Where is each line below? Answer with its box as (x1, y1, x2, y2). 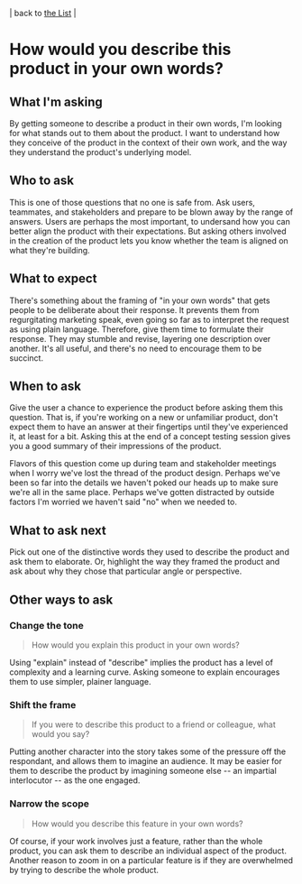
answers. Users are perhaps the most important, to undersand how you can (9, 216, 290, 226)
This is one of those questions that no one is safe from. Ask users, (9, 197, 255, 207)
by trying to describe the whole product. (9, 864, 160, 875)
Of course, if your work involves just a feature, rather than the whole (9, 835, 263, 846)
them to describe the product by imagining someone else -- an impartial (9, 766, 277, 777)
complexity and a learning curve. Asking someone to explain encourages (9, 667, 280, 677)
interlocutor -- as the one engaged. (9, 775, 141, 786)
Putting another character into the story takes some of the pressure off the (9, 746, 287, 757)
